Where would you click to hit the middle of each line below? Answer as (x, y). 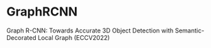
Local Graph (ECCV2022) (74, 37)
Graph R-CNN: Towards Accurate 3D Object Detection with (90, 30)
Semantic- (190, 30)
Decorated (21, 37)
